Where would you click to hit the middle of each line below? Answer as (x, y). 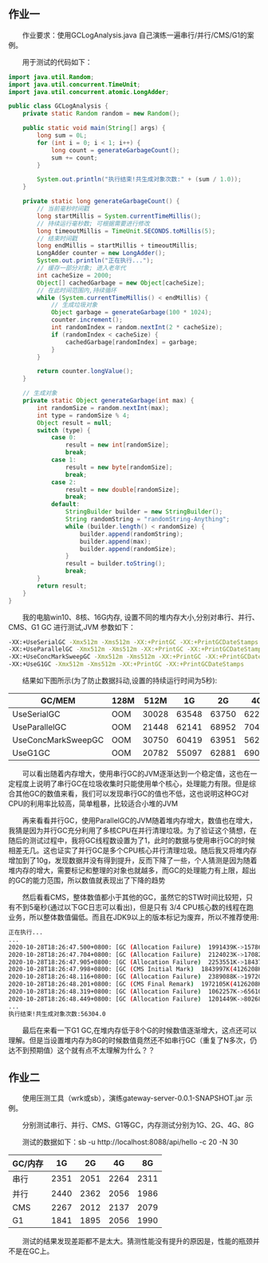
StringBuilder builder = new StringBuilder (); (144, 512)
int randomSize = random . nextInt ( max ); (103, 408)
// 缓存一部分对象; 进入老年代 (81, 268)
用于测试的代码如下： (57, 61)
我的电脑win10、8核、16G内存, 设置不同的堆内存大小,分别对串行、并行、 (141, 617)
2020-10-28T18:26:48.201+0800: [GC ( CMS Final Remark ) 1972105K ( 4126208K (135, 984)
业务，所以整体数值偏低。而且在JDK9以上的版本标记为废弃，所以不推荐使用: (134, 917)
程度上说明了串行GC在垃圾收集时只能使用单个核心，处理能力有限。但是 (132, 784)
